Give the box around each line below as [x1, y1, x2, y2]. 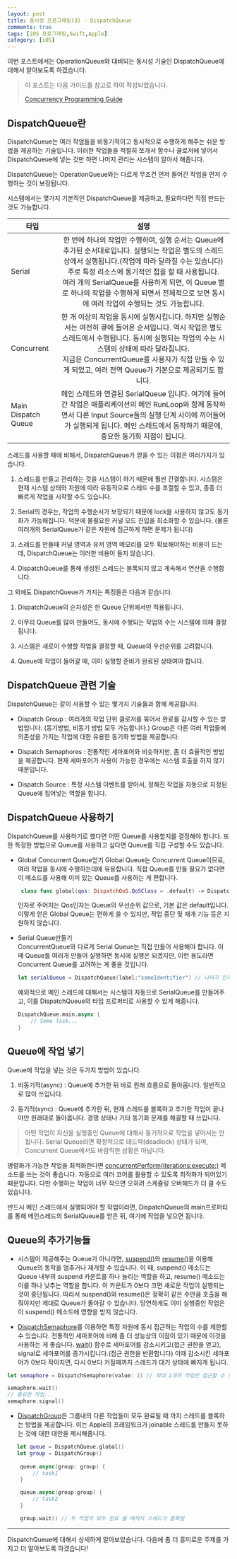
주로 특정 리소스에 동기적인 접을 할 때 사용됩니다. [67, 267, 220, 277]
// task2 [32, 1495, 59, 1503]
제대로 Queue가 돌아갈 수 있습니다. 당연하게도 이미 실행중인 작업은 [42, 1299, 226, 1307]
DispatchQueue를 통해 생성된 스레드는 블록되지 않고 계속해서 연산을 [17, 564, 206, 572]
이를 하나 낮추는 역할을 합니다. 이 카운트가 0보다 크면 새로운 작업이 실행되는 [17, 1281, 225, 1289]
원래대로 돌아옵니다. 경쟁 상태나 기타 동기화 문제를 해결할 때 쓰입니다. [30, 1113, 221, 1122]
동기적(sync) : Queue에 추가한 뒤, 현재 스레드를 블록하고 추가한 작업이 [17, 1104, 212, 1113]
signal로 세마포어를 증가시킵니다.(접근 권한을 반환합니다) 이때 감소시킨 [17, 1349, 212, 1357]
